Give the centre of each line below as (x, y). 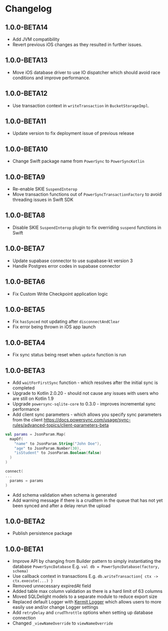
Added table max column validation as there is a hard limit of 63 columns (87, 591)
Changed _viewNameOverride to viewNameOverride (63, 623)
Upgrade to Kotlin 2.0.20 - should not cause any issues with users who (85, 393)
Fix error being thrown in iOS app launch (54, 327)
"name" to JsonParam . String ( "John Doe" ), (58, 444)
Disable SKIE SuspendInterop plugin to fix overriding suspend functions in (87, 227)
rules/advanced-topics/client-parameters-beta (60, 425)
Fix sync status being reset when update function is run (69, 355)
